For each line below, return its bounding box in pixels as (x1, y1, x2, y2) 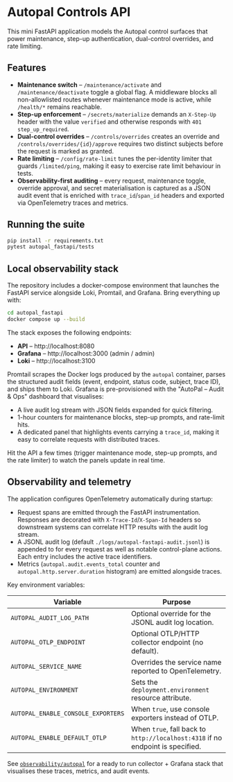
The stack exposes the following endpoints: (7, 328, 132, 337)
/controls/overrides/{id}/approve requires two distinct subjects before (17, 140, 223, 148)
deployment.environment (130, 685, 209, 694)
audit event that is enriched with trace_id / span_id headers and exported (17, 191, 225, 199)
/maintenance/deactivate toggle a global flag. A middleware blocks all (17, 88, 217, 96)
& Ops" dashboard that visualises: (7, 392, 104, 400)
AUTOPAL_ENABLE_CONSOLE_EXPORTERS (10, 709, 125, 717)
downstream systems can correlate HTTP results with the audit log (17, 522, 208, 531)
